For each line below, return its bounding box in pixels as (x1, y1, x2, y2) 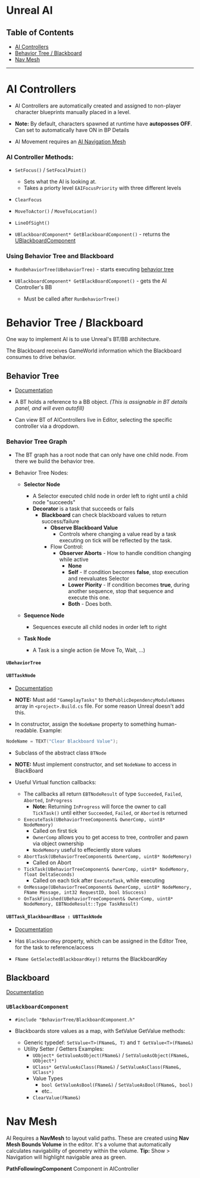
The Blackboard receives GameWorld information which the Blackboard (6, 347, 182, 354)
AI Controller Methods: (6, 153, 74, 161)
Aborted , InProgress (23, 797, 73, 804)
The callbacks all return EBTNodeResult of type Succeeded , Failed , (23, 790, 183, 797)
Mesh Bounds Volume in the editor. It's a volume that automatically (6, 1140, 171, 1148)
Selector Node (23, 480, 61, 487)
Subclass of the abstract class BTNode (14, 749, 107, 756)
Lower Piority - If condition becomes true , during (68, 581, 190, 588)
